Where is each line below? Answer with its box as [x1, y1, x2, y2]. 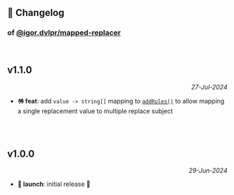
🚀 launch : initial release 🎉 [17, 180, 91, 189]
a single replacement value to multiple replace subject [17, 106, 173, 115]
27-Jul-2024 [191, 82, 228, 91]
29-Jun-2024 [188, 166, 228, 175]
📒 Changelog [7, 7, 65, 19]
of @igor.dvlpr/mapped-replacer [7, 28, 121, 38]
